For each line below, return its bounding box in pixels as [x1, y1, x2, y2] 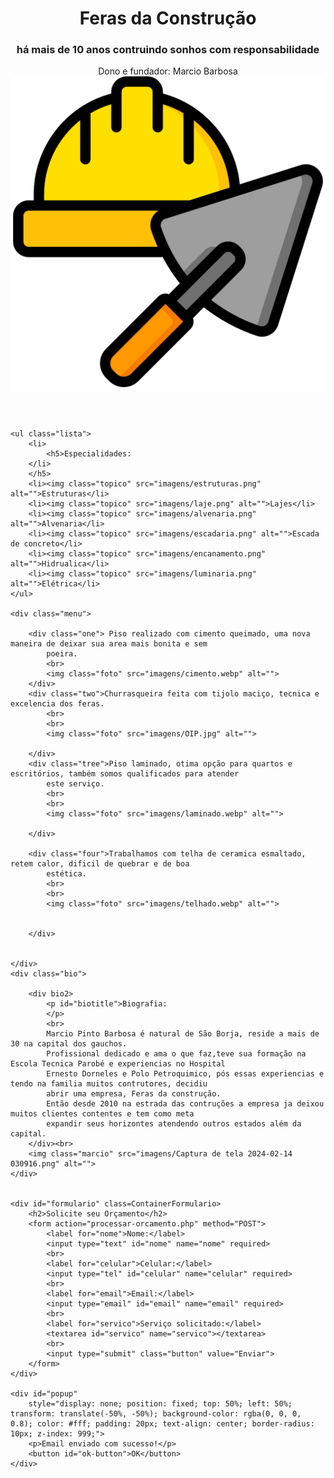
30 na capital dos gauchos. [10, 1039, 128, 1049]
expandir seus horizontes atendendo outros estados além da [46, 1119, 302, 1129]
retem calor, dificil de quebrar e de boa [10, 859, 190, 869]
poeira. [46, 649, 78, 659]
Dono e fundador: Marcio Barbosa [98, 65, 238, 77]
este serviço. [46, 779, 105, 789]
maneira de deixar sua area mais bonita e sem [10, 639, 208, 649]
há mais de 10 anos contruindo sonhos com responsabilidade [16, 43, 320, 57]
